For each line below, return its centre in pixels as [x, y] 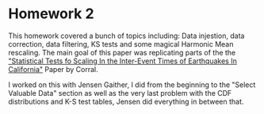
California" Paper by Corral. [54, 69]
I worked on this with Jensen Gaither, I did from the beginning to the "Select [132, 85]
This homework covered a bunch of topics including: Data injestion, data [126, 36]
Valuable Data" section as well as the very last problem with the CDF [120, 93]
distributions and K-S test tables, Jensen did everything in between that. [126, 101]
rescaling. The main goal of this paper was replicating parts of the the [122, 52]
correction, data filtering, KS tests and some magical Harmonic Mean [121, 44]
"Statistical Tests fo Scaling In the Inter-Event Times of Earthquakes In [123, 61]
